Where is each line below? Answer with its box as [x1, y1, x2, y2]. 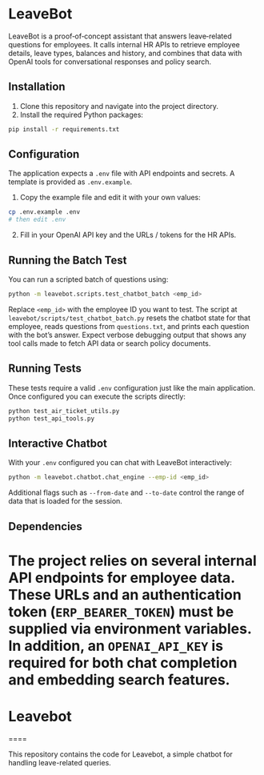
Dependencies [8, 520, 82, 533]
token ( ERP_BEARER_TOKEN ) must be [8, 602, 234, 620]
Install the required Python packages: [19, 110, 144, 119]
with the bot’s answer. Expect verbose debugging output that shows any [8, 330, 246, 339]
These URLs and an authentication [8, 585, 242, 604]
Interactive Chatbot [8, 436, 108, 450]
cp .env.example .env [8, 208, 81, 216]
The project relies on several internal [8, 552, 258, 569]
